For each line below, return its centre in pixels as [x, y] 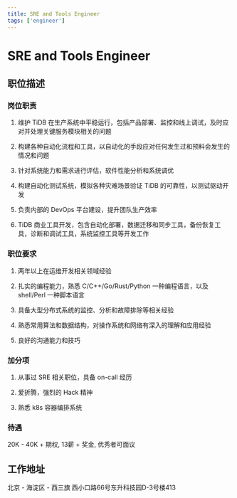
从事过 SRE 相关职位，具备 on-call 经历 [75, 377]
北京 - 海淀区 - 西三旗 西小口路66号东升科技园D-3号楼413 [92, 487]
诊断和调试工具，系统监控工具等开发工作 [90, 234]
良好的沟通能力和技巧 [49, 340]
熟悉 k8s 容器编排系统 [50, 407]
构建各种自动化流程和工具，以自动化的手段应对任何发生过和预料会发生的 [123, 147]
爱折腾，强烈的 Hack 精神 [55, 392]
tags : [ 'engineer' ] [36, 21]
